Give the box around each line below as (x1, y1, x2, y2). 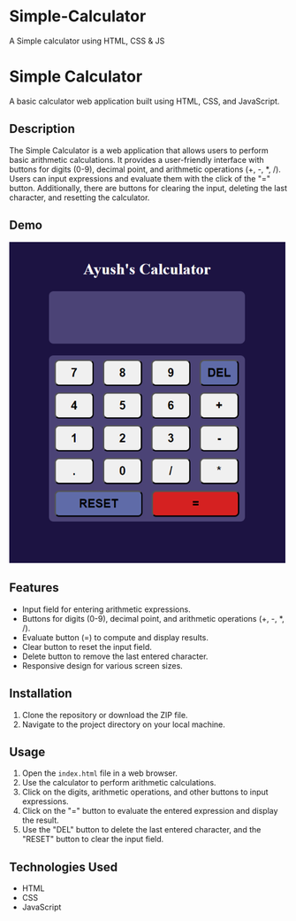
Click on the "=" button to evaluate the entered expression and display (21, 806, 278, 817)
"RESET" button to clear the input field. (21, 834, 164, 845)
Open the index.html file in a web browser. (21, 768, 178, 778)
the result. (21, 815, 59, 825)
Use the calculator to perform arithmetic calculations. (21, 778, 216, 788)
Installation (9, 686, 72, 701)
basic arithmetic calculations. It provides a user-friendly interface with (9, 154, 265, 165)
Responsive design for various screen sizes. (21, 660, 183, 670)
